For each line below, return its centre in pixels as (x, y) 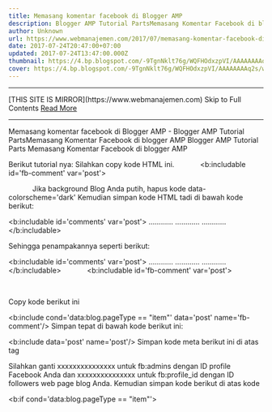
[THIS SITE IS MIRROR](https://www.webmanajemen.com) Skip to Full (125, 99)
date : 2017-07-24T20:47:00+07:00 (65, 46)
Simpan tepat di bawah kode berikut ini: (117, 326)
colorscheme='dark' (42, 197)
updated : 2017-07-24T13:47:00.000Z (68, 54)
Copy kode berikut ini (44, 302)
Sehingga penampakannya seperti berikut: (79, 246)
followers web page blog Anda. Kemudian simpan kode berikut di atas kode (134, 383)
